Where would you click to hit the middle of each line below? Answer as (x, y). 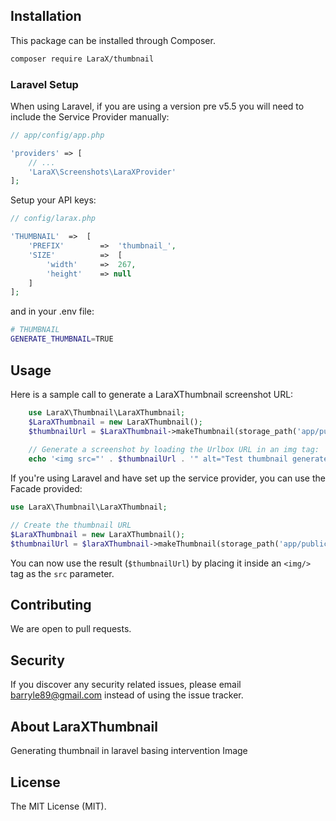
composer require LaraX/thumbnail (82, 59)
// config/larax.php (53, 219)
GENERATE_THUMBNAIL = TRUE (62, 339)
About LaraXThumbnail (84, 726)
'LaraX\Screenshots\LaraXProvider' (102, 172)
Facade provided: (46, 489)
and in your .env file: (52, 311)
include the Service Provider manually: (90, 116)
